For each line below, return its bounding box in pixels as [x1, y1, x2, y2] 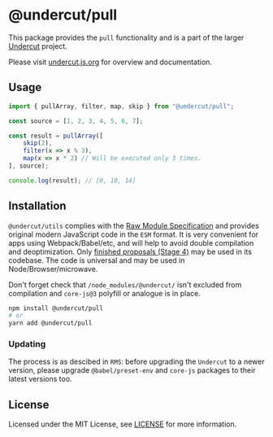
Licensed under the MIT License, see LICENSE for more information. [8, 419, 237, 429]
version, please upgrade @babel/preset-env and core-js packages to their [8, 365, 256, 375]
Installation [8, 199, 67, 213]
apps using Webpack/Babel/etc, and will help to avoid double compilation [8, 238, 254, 247]
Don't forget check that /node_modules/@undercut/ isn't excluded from [8, 279, 242, 290]
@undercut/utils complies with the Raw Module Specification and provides [8, 221, 260, 230]
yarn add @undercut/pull [8, 319, 93, 327]
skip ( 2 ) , [23, 139, 53, 147]
